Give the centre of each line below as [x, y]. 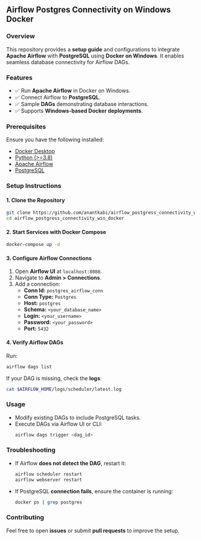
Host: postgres [42, 303]
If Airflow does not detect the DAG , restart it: [70, 463]
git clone [19, 213]
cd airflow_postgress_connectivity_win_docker [65, 219]
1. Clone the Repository [36, 200]
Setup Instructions [34, 186]
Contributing [25, 517]
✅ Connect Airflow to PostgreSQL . [57, 97]
